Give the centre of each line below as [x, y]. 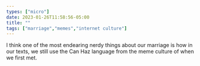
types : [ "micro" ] [28, 12]
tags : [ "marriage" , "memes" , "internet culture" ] [67, 28]
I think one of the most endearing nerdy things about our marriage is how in [99, 45]
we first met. [22, 58]
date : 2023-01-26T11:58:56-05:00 [48, 17]
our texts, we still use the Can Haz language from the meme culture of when [100, 52]
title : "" [19, 23]
